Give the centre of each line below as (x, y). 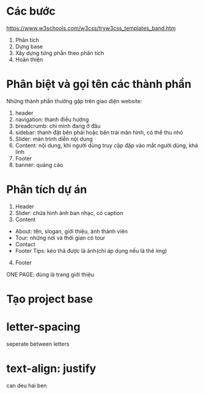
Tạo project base (50, 299)
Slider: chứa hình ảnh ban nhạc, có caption (69, 213)
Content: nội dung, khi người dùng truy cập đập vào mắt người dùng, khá (107, 145)
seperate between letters (38, 344)
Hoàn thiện (29, 59)
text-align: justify (51, 369)
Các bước (31, 11)
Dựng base (29, 46)
